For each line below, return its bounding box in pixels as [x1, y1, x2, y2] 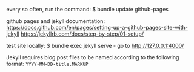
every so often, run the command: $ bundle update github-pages [6, 6, 169, 13]
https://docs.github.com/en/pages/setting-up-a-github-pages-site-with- [6, 24, 188, 31]
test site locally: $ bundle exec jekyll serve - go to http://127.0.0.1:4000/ [6, 42, 184, 49]
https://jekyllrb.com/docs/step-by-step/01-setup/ [20, 30, 144, 38]
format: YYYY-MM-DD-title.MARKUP [6, 61, 89, 67]
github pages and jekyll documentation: [6, 18, 105, 24]
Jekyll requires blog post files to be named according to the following [6, 54, 179, 61]
